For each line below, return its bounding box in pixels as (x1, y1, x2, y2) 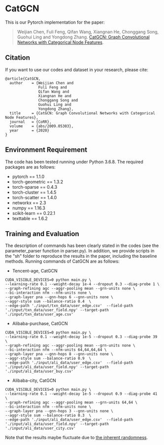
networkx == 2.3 (12, 200, 46, 205)
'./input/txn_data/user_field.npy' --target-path (5, 308, 109, 313)
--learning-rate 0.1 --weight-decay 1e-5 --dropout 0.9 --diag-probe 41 (5, 391, 158, 397)
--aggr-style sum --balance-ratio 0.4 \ (5, 299, 92, 304)
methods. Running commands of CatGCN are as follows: (5, 258, 120, 264)
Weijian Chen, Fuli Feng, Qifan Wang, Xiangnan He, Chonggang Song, (17, 29, 159, 34)
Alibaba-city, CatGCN (12, 377, 57, 383)
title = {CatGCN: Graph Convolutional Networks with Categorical (9, 110, 155, 116)
